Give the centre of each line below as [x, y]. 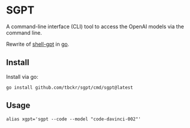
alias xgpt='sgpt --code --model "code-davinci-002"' [74, 119]
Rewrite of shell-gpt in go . [38, 44]
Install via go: [22, 76]
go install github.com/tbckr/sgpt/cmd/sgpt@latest [70, 87]
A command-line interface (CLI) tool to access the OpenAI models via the [95, 26]
